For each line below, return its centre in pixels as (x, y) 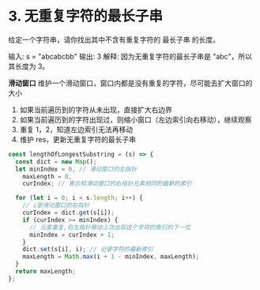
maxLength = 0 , (47, 176)
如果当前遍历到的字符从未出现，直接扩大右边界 (96, 109)
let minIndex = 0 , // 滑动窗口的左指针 (76, 169)
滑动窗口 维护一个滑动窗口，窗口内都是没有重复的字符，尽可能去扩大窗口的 (130, 83)
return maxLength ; (46, 272)
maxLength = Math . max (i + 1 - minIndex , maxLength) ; (111, 257)
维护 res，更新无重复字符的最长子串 (78, 139)
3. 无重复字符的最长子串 (86, 16)
